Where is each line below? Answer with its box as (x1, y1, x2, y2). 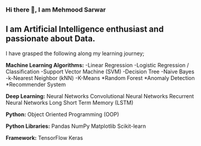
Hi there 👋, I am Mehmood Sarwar (5, 5, 107, 14)
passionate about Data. (5, 33, 96, 44)
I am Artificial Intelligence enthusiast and (5, 24, 164, 35)
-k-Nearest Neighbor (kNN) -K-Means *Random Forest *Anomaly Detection (5, 74, 195, 81)
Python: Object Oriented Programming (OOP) (5, 110, 119, 118)
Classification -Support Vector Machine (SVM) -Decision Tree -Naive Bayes (5, 68, 195, 75)
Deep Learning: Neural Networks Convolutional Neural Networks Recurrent (5, 92, 194, 99)
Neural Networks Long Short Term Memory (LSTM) (5, 99, 134, 106)
